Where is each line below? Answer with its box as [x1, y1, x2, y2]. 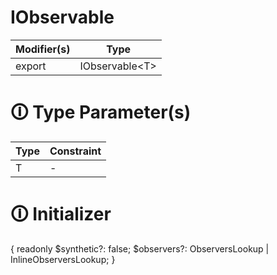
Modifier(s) [15, 42, 71, 56]
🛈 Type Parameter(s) [10, 101, 192, 124]
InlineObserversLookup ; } [10, 253, 116, 265]
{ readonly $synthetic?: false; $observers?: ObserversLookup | [10, 242, 270, 255]
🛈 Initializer [10, 203, 112, 226]
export [15, 59, 47, 73]
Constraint [49, 144, 102, 158]
